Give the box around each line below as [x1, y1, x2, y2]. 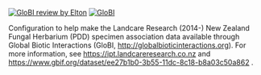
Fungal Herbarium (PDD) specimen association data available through [8, 32, 240, 41]
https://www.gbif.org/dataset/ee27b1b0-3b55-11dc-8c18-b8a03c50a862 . [8, 57, 254, 67]
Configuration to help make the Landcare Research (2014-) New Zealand [8, 23, 250, 32]
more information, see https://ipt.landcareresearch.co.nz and [8, 49, 211, 58]
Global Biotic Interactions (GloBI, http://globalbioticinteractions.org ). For [8, 40, 246, 50]
